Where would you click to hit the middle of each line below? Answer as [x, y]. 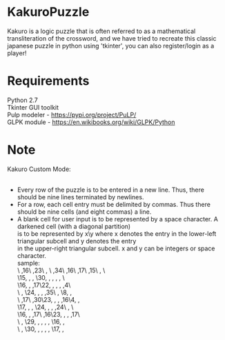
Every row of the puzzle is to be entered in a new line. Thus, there [111, 190]
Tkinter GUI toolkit [33, 107]
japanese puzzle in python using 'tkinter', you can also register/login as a [111, 46]
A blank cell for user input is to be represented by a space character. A [118, 219]
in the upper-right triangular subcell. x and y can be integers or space [116, 248]
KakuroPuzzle [48, 12]
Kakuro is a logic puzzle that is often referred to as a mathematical [101, 31]
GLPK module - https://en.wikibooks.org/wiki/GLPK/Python [91, 122]
